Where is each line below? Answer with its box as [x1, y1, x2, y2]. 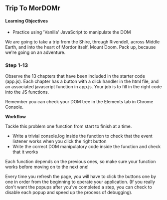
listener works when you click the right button [12, 138, 107, 144]
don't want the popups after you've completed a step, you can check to [5, 184, 152, 190]
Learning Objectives [5, 17, 48, 24]
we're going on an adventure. [5, 49, 66, 55]
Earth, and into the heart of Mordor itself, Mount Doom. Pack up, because [5, 44, 156, 50]
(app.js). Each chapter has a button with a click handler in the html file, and [5, 78, 159, 84]
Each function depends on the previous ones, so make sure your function [5, 158, 156, 164]
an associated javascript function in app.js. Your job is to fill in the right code [5, 83, 162, 89]
